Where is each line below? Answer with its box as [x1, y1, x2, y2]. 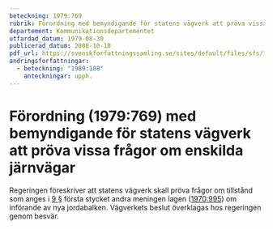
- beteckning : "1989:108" [16, 65, 105, 73]
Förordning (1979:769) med [9, 107, 197, 125]
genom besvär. [9, 211, 59, 221]
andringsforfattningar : [9, 57, 90, 66]
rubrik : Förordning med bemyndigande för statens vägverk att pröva [9, 19, 245, 28]
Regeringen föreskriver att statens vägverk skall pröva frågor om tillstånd [9, 185, 254, 195]
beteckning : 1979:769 [9, 11, 83, 20]
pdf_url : [9, 49, 39, 57]
